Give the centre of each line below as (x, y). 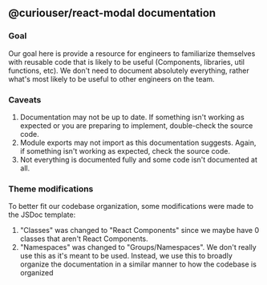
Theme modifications (51, 189)
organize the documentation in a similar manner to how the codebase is (138, 264)
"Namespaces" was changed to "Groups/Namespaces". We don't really (138, 247)
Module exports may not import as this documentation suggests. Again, (138, 142)
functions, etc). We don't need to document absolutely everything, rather (129, 70)
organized (36, 273)
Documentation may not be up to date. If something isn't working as (132, 117)
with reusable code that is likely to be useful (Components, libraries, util (127, 62)
